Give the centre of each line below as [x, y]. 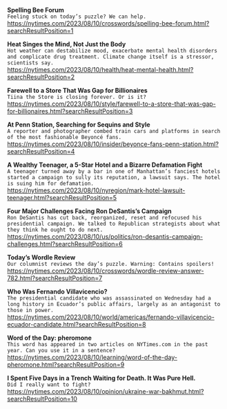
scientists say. [30, 63]
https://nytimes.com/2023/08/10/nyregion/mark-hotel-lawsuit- [96, 190]
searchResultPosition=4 [41, 151]
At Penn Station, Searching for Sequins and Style [79, 125]
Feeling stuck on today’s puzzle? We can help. [77, 17]
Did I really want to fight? [49, 385]
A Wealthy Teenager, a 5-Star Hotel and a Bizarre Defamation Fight [105, 165]
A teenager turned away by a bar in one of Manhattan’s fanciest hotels [114, 172]
